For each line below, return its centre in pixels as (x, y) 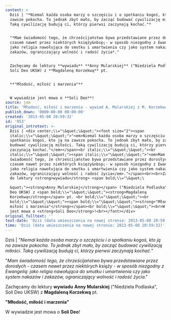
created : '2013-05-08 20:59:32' (39, 117)
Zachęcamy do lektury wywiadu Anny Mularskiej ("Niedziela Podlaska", (81, 287)
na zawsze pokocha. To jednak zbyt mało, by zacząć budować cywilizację (84, 245)
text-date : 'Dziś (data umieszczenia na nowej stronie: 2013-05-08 (78, 221)
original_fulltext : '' (29, 216)
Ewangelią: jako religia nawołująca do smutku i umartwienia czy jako (78, 271)
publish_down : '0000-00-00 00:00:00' (45, 112)
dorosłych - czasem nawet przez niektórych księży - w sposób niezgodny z (85, 266)
